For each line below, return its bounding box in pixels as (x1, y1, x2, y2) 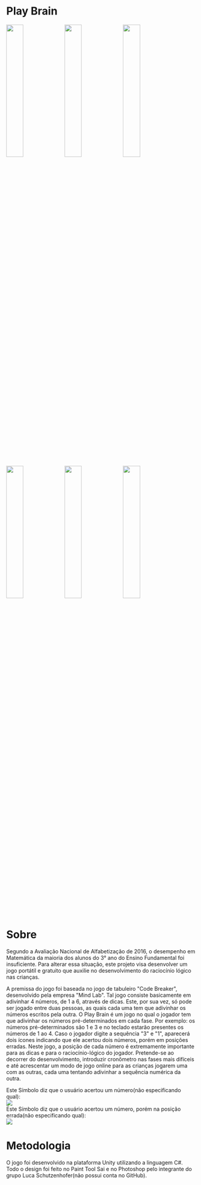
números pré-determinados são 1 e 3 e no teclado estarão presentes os (6, 1023, 184, 1031)
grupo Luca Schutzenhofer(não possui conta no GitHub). (6, 1172, 147, 1179)
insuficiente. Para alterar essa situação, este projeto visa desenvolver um (6, 961, 188, 968)
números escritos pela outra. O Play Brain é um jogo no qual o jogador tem (6, 1011, 191, 1018)
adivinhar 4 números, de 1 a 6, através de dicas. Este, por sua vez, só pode (6, 997, 192, 1005)
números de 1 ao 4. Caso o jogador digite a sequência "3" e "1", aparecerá (6, 1030, 190, 1037)
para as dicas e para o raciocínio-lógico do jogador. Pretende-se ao (6, 1049, 175, 1056)
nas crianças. (6, 973, 40, 980)
